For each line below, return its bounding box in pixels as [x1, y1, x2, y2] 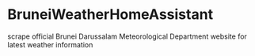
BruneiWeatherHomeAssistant [7, 6, 214, 24]
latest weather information [7, 39, 93, 49]
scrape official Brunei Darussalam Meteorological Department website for [7, 32, 247, 41]
